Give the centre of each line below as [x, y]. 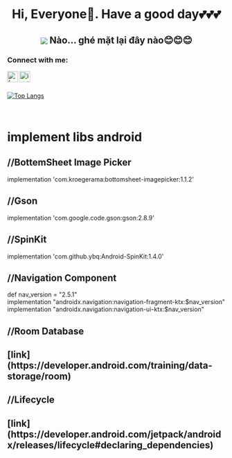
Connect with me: [38, 60]
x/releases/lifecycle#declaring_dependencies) [110, 445]
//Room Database [46, 331]
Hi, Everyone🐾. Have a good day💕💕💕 [116, 14]
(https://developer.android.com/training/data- [110, 365]
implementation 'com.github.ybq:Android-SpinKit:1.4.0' [86, 256]
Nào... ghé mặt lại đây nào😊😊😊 [121, 40]
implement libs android [75, 137]
